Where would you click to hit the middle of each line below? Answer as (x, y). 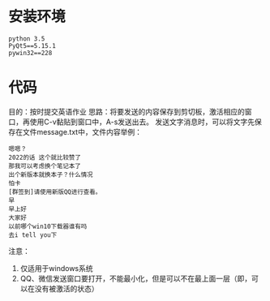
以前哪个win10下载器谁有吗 (48, 226)
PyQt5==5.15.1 (32, 45)
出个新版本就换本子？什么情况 (51, 174)
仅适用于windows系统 (56, 268)
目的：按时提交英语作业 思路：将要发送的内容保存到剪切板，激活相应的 (126, 111)
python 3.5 (27, 39)
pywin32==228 (30, 53)
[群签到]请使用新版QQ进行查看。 (55, 191)
